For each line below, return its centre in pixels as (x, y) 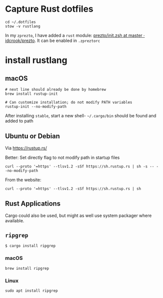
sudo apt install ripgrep (31, 291)
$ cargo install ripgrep (30, 246)
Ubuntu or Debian (33, 136)
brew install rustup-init (31, 94)
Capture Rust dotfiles (49, 9)
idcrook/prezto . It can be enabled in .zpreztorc (53, 41)
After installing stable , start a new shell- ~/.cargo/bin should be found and (81, 115)
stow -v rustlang (23, 26)
